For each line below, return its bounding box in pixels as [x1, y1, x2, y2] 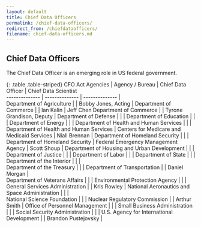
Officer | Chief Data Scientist [6, 87, 77, 94]
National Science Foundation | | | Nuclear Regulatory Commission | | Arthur [6, 196, 192, 203]
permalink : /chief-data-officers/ [6, 20, 93, 26]
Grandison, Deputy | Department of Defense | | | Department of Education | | [6, 112, 196, 120]
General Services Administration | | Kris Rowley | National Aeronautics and [6, 182, 190, 190]
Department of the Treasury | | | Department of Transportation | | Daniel [6, 163, 184, 171]
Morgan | [6, 170, 29, 177]
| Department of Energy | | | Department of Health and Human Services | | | [6, 119, 192, 126]
